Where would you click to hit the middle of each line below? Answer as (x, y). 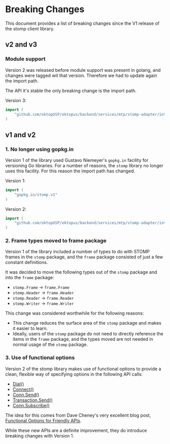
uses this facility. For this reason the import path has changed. (70, 171)
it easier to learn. (30, 328)
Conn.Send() (26, 394)
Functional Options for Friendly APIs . (44, 420)
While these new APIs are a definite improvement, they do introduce (76, 430)
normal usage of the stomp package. (50, 344)
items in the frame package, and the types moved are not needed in (83, 339)
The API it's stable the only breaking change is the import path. (71, 91)
